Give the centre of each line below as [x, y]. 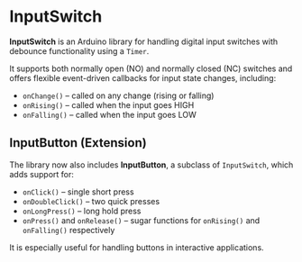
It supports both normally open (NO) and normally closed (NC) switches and [151, 68]
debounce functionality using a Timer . [79, 50]
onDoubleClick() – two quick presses [91, 201]
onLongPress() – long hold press [82, 211]
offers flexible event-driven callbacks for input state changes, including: [143, 77]
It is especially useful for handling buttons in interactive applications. [137, 247]
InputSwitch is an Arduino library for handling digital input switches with [144, 41]
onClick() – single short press [78, 192]
